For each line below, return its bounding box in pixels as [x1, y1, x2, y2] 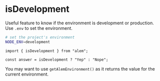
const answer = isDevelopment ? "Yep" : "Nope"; [5, 57, 108, 62]
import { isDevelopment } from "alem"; [5, 48, 88, 53]
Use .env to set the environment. [5, 25, 72, 31]
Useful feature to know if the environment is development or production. [5, 20, 154, 26]
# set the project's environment [5, 35, 75, 40]
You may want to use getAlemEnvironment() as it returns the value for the [5, 66, 155, 72]
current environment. [5, 71, 49, 77]
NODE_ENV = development [5, 39, 50, 44]
